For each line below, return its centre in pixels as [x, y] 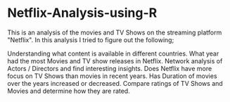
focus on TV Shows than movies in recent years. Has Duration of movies [112, 76]
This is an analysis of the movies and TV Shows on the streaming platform [115, 32]
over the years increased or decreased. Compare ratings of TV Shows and [115, 83]
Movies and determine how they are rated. [69, 91]
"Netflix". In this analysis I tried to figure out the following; [91, 39]
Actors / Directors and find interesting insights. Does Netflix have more [110, 68]
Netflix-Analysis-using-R [82, 13]
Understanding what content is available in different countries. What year [113, 53]
